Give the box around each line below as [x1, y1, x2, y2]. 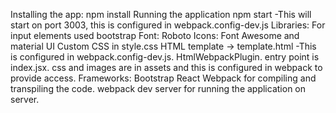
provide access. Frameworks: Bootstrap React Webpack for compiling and [10, 72, 317, 84]
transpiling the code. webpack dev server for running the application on [10, 83, 307, 94]
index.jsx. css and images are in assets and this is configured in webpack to [10, 62, 323, 73]
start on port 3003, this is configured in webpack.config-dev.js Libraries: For [10, 19, 326, 31]
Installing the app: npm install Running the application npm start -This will [10, 9, 312, 20]
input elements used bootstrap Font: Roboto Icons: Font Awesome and [10, 30, 300, 41]
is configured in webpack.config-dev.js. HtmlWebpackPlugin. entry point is [10, 51, 320, 63]
